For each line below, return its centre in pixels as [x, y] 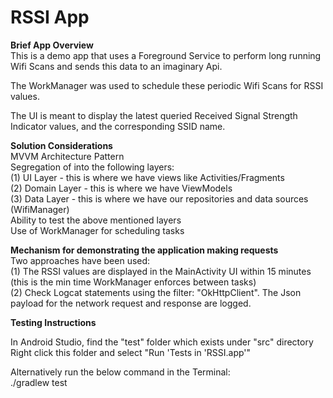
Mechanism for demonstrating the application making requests [144, 250]
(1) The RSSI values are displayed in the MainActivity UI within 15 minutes [161, 271]
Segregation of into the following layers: [92, 167]
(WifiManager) [40, 209]
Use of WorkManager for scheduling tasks [97, 230]
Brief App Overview [52, 45]
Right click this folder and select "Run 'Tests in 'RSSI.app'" [131, 352]
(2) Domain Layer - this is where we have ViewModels [121, 188]
